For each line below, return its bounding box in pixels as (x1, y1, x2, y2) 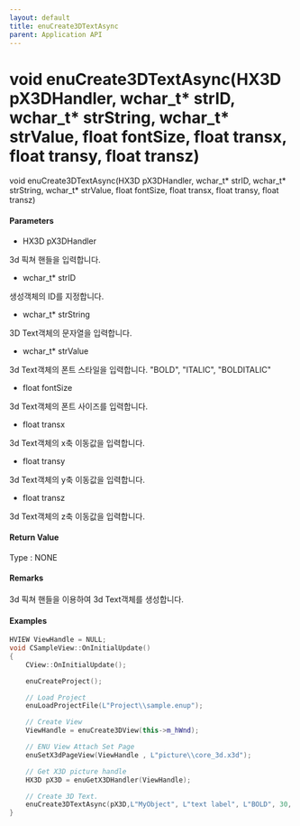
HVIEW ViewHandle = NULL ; (9, 636, 106, 645)
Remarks (9, 572, 44, 583)
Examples (9, 615, 48, 626)
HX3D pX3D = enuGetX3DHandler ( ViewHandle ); (25, 775, 192, 784)
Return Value (9, 532, 59, 543)
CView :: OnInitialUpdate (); (25, 660, 127, 669)
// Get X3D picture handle (25, 766, 127, 776)
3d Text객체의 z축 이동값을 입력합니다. (9, 511, 146, 522)
